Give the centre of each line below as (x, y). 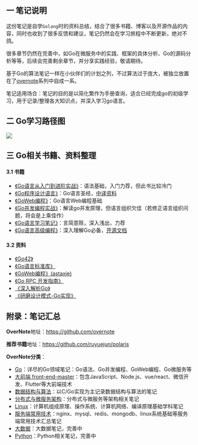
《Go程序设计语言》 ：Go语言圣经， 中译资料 (66, 194)
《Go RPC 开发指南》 (39, 281)
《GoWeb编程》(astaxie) (43, 273)
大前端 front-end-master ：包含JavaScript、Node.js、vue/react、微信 (99, 377)
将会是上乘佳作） (46, 215)
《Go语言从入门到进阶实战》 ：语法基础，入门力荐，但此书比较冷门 (93, 186)
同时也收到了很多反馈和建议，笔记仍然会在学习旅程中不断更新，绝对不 (102, 33)
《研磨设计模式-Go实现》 (46, 296)
